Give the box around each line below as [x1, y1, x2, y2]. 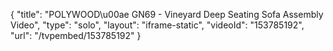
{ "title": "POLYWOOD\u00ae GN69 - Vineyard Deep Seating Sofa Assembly [10, 9, 324, 20]
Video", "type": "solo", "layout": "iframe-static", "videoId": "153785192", [10, 19, 305, 31]
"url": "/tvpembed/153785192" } [10, 30, 142, 41]
